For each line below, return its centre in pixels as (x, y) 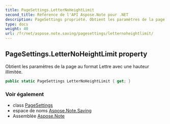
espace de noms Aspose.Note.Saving (52, 110)
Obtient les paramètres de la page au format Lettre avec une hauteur (77, 66)
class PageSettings (33, 105)
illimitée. (14, 72)
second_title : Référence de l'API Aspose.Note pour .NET (67, 15)
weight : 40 (17, 29)
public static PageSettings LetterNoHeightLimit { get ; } (68, 81)
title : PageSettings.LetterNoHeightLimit (50, 10)
